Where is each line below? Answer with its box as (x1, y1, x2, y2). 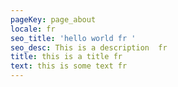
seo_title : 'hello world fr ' (10, 33, 137, 43)
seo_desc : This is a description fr (10, 42, 168, 53)
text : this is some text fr (10, 61, 128, 71)
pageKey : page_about (10, 14, 97, 25)
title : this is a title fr (10, 52, 123, 62)
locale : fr (10, 24, 56, 34)
